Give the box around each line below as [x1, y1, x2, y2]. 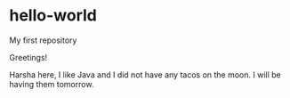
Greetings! [9, 52, 48, 62]
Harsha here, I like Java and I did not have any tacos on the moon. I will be [9, 69, 282, 80]
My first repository [9, 35, 77, 45]
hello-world [9, 5, 98, 26]
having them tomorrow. [9, 78, 94, 89]
